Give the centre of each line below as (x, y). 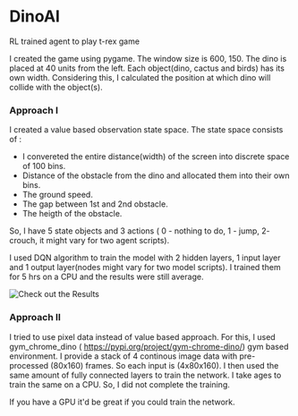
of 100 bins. (44, 166)
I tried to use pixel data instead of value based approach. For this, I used (142, 336)
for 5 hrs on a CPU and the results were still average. (106, 277)
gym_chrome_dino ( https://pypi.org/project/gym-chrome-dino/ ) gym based (149, 346)
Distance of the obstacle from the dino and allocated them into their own (156, 175)
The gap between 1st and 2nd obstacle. (95, 204)
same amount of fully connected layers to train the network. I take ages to (145, 375)
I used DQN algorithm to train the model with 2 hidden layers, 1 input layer (145, 258)
